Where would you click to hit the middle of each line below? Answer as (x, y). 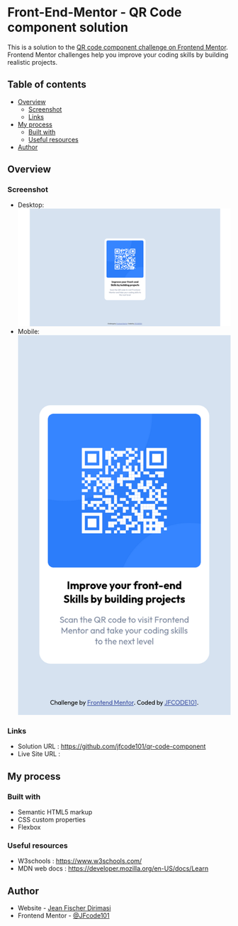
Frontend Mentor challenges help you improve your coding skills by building (118, 55)
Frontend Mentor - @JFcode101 (63, 916)
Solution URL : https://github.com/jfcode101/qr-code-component (112, 746)
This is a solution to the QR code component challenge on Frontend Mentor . (118, 47)
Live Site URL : (39, 754)
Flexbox (29, 827)
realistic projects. (33, 62)
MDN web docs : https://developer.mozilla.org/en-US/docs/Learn (113, 868)
